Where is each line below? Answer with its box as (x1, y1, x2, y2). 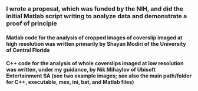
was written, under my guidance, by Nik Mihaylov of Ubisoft (6, 66, 156, 73)
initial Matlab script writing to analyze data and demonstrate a (6, 12, 187, 20)
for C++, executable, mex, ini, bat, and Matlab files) (6, 79, 134, 86)
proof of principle (6, 19, 57, 28)
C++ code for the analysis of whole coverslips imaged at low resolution (6, 60, 184, 67)
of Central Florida (6, 46, 50, 53)
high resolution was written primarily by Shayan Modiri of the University (6, 40, 187, 47)
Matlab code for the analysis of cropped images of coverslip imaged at (6, 34, 183, 41)
